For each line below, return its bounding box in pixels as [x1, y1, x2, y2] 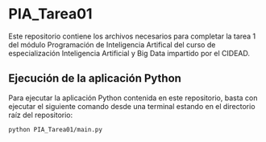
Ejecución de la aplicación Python [8, 71, 181, 85]
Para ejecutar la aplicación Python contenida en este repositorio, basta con [8, 93, 258, 103]
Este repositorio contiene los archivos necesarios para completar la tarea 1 [8, 31, 256, 41]
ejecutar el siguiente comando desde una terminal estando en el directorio [8, 101, 256, 111]
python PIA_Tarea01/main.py [8, 125, 103, 133]
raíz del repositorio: [8, 110, 73, 120]
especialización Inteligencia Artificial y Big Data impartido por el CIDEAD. [8, 48, 251, 58]
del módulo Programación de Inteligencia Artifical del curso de [8, 39, 216, 49]
